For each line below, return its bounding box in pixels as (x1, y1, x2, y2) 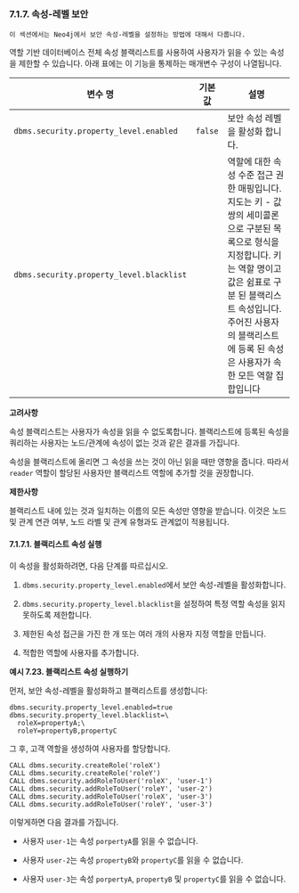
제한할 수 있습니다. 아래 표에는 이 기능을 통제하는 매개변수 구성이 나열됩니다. (18, 58, 282, 69)
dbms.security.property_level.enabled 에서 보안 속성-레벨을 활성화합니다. (21, 579, 287, 590)
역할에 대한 (227, 156, 271, 168)
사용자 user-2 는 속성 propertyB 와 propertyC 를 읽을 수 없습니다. (21, 854, 244, 865)
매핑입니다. (238, 183, 282, 195)
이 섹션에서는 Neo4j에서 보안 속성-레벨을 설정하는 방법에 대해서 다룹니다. (9, 30, 246, 39)
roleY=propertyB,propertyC (17, 726, 117, 735)
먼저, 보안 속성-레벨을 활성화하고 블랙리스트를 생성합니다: (9, 684, 208, 696)
